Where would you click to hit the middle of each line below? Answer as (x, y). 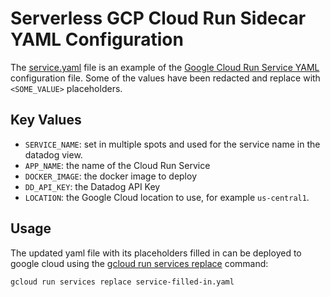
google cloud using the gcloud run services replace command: (139, 263)
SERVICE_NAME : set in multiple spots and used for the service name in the (172, 144)
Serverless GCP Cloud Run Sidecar (158, 18)
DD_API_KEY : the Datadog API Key (92, 186)
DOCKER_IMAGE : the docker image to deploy (110, 176)
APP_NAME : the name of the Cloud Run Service (117, 165)
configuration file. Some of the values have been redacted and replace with (165, 78)
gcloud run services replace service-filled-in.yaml (122, 282)
